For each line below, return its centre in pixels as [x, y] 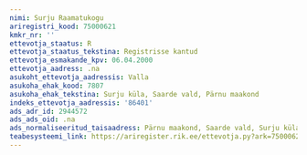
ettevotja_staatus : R [51, 43]
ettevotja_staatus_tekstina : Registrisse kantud [104, 52]
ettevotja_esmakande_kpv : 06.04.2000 [81, 60]
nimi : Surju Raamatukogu [57, 18]
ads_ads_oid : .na [42, 119]
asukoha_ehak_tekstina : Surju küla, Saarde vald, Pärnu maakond [134, 94]
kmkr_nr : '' [32, 35]
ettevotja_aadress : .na [55, 69]
